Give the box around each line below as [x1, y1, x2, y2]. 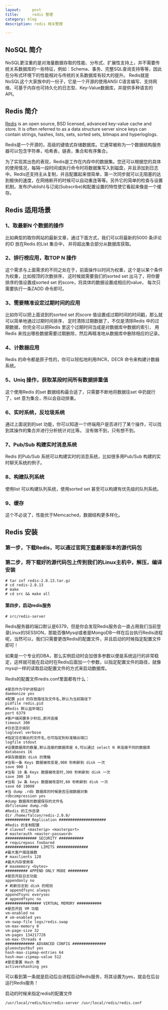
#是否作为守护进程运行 [5, 687, 45, 692]
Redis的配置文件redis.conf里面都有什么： [5, 676, 90, 682]
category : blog [5, 17, 37, 22]
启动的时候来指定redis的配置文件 [5, 990, 72, 996]
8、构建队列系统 [5, 474, 45, 481]
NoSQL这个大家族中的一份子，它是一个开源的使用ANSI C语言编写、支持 [5, 79, 153, 85]
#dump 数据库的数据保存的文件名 [5, 799, 63, 804]
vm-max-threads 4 [5, 937, 41, 942]
